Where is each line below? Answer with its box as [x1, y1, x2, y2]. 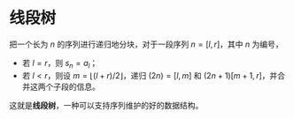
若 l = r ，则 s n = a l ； [21, 57, 98, 71]
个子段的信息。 [45, 81, 100, 92]
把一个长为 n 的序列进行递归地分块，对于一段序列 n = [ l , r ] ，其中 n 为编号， [9, 39, 283, 49]
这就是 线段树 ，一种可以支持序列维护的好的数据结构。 [9, 100, 204, 110]
